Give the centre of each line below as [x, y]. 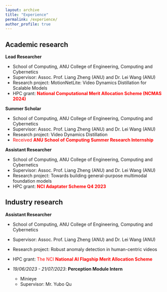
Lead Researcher [24, 57]
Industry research [34, 202]
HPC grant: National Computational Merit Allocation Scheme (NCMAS [87, 94]
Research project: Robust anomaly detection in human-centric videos [85, 249]
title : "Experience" [27, 15]
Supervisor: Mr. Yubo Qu [46, 284]
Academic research [37, 44]
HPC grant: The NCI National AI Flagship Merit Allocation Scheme [82, 259]
